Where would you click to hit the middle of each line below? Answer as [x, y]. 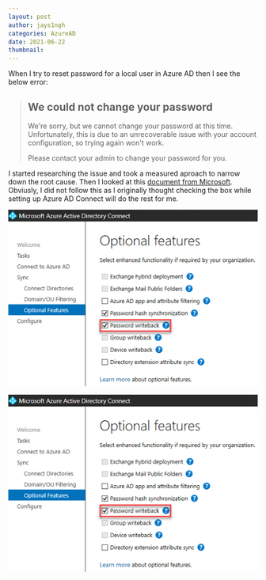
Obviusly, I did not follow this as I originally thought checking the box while [130, 190]
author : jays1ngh [37, 25]
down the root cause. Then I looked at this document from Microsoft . [120, 181]
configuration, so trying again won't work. [96, 142]
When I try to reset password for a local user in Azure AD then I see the [124, 74]
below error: [28, 82]
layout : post [30, 17]
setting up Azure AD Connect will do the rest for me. [93, 199]
